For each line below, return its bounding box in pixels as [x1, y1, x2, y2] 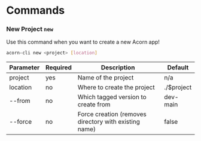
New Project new [6, 25, 54, 33]
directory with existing [77, 118, 141, 126]
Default [167, 63, 189, 72]
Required [45, 63, 72, 72]
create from [77, 100, 111, 109]
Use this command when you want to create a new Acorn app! [6, 38, 160, 45]
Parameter [9, 63, 40, 72]
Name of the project [77, 73, 134, 82]
